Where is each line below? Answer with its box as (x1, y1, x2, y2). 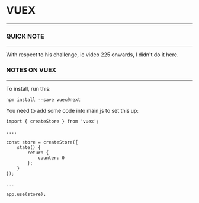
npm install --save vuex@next (6, 96, 81, 103)
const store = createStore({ (6, 139, 78, 145)
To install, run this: (6, 85, 52, 92)
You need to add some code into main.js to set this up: (6, 107, 139, 114)
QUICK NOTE (6, 32, 44, 40)
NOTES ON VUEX (6, 66, 57, 74)
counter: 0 (37, 155, 65, 161)
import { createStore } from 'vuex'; (6, 118, 99, 125)
